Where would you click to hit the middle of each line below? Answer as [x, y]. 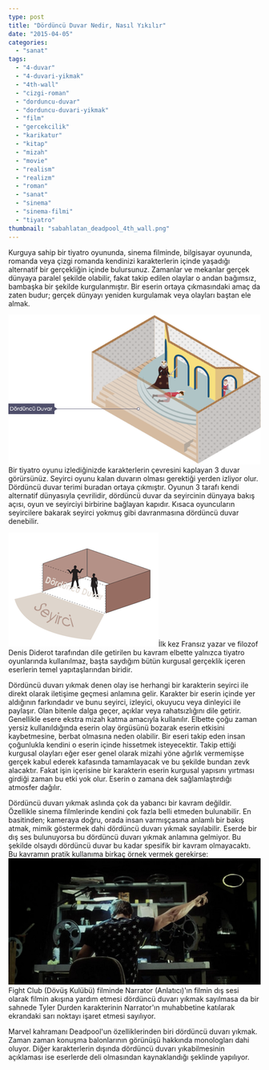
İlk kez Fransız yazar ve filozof [209, 644]
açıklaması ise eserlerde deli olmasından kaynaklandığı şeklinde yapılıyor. [129, 1057]
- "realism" [36, 169]
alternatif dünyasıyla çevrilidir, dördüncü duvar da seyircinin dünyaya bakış [132, 496]
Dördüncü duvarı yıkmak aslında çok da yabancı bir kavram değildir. [120, 803]
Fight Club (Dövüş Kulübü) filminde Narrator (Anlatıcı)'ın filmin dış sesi [124, 991]
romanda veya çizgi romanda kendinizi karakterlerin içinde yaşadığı [119, 261]
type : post [26, 17]
